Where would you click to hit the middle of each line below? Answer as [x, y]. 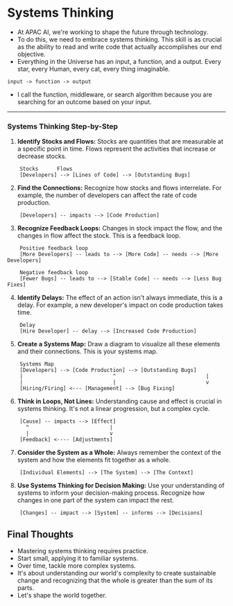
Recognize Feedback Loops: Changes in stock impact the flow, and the [120, 228]
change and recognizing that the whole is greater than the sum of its [115, 580]
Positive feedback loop [54, 249]
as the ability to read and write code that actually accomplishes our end [119, 47]
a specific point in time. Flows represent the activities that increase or [116, 149]
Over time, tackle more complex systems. [77, 566]
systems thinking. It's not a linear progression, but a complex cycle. [113, 409]
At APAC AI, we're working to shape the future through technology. [113, 32]
